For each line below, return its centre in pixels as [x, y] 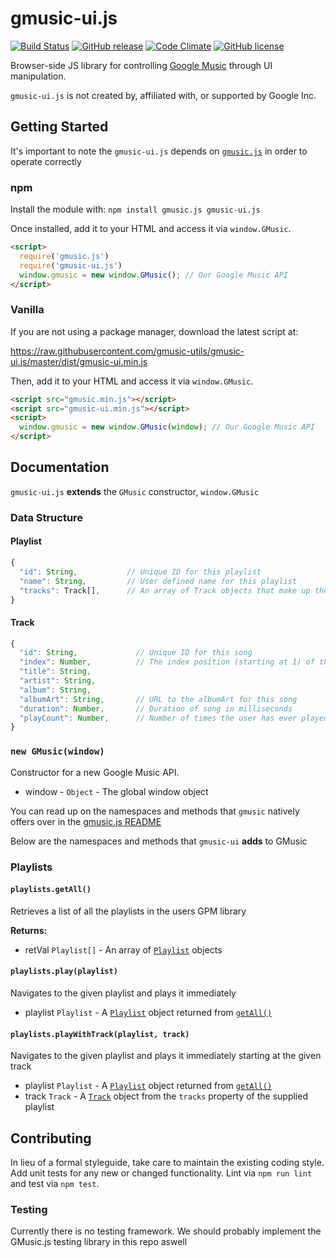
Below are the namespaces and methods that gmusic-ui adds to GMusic [159, 841]
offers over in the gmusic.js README [86, 821]
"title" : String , [55, 672]
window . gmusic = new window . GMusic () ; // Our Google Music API [153, 275]
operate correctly [46, 161]
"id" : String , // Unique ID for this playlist [140, 572]
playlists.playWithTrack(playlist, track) [100, 1034]
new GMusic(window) [57, 751]
